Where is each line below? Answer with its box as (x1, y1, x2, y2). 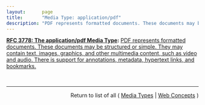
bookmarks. (6, 63, 37, 70)
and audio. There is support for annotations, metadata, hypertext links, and (6, 56, 195, 64)
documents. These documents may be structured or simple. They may (6, 43, 183, 50)
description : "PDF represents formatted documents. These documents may (6, 20, 195, 26)
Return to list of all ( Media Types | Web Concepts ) (70, 92, 199, 99)
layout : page (6, 8, 53, 15)
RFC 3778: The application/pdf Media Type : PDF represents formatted (6, 37, 186, 44)
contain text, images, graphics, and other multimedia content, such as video (6, 50, 197, 57)
